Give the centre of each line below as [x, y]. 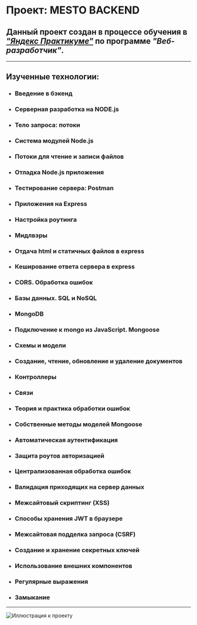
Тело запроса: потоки [47, 125]
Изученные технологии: [53, 77]
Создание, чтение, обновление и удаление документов [98, 361]
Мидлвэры [31, 235]
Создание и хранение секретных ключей [77, 550]
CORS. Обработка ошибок [54, 282]
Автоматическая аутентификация [66, 440]
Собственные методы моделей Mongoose [78, 424]
